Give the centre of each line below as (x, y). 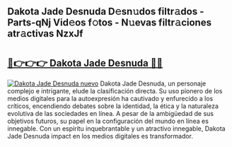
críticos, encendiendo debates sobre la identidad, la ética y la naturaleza (113, 106)
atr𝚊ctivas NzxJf (45, 34)
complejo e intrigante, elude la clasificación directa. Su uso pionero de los (115, 91)
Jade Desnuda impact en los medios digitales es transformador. (100, 136)
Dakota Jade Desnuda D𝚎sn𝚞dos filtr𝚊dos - (106, 12)
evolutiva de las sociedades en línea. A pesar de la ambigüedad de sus (111, 113)
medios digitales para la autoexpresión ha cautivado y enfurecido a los (110, 99)
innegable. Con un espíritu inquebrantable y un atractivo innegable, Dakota (116, 129)
